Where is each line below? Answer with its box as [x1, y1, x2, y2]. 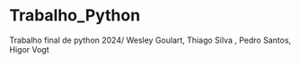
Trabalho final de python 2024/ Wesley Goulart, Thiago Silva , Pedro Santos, [9, 35, 292, 45]
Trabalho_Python [9, 5, 141, 26]
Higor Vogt [9, 44, 49, 54]
